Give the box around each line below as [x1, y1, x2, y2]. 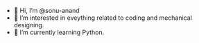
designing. [13, 21, 44, 29]
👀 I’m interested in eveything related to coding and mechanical [13, 14, 193, 22]
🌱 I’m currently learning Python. [13, 28, 105, 36]
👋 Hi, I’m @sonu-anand [13, 7, 80, 14]
